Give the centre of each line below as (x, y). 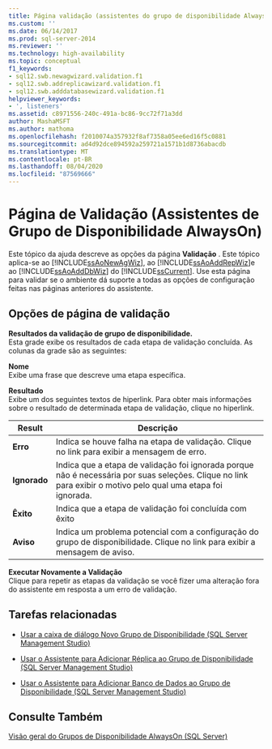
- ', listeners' (36, 106)
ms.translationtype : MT (49, 152)
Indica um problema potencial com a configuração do (157, 532)
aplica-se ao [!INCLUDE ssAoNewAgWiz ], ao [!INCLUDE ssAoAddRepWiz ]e (132, 262)
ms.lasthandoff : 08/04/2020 (56, 167)
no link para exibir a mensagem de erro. (131, 452)
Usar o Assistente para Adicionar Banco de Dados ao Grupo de (125, 683)
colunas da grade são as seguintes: (68, 350)
